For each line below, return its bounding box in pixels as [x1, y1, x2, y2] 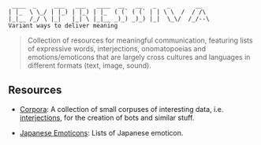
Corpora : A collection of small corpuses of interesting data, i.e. [19, 104, 224, 113]
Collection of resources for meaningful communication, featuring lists [27, 35, 254, 45]
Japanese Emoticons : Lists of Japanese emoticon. [19, 128, 184, 137]
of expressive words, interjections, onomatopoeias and [27, 44, 207, 53]
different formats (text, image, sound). [27, 61, 152, 70]
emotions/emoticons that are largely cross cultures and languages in [27, 53, 251, 61]
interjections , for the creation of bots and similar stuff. [19, 113, 195, 122]
